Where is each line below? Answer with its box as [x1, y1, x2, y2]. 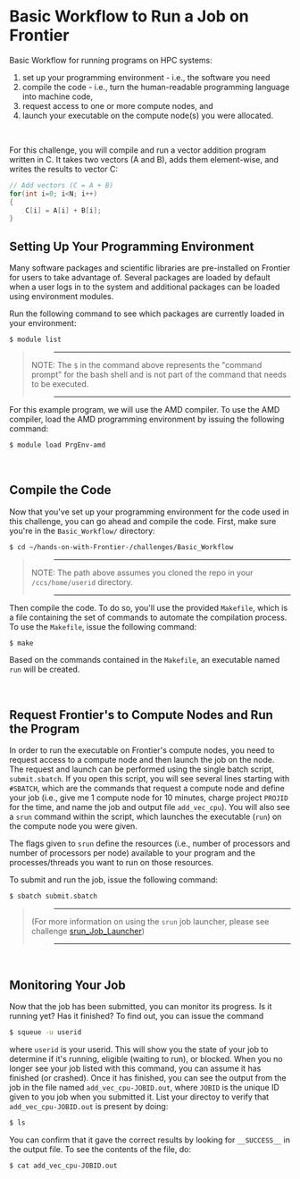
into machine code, [21, 91, 94, 102]
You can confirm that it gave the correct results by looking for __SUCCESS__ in [9, 1134, 290, 1145]
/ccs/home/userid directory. [30, 576, 134, 587]
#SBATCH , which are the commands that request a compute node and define [9, 783, 286, 794]
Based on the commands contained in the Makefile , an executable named [9, 655, 280, 665]
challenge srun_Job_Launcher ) [30, 926, 146, 937]
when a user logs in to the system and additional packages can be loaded [9, 281, 280, 292]
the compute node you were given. [9, 821, 138, 832]
